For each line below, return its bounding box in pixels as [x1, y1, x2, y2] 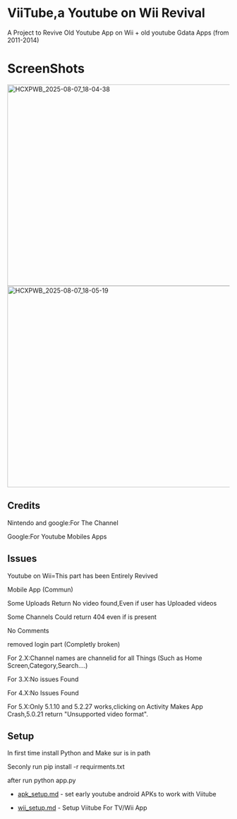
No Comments [7, 626, 49, 635]
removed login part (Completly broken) [7, 640, 121, 648]
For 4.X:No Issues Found [7, 688, 79, 697]
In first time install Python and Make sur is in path [7, 749, 151, 758]
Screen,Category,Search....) [7, 661, 88, 669]
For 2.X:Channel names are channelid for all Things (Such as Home [7, 654, 202, 662]
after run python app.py [7, 776, 76, 785]
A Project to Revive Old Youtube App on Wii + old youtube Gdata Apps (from [7, 28, 229, 37]
